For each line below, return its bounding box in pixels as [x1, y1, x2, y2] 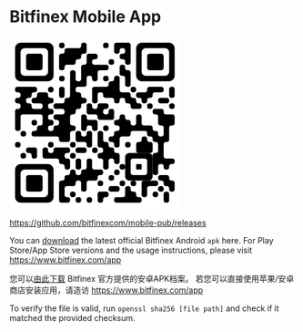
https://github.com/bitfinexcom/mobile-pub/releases [9, 217, 207, 228]
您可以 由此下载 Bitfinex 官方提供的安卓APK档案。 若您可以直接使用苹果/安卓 [9, 273, 294, 284]
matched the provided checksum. [9, 312, 136, 323]
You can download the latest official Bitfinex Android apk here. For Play [9, 234, 275, 245]
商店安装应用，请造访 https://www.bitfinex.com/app [9, 285, 204, 296]
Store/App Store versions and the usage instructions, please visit [9, 244, 253, 255]
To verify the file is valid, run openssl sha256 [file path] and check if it [9, 303, 279, 314]
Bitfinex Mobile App [9, 6, 162, 27]
